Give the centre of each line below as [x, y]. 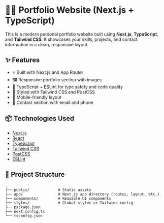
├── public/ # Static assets [48, 190]
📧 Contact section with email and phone [53, 102]
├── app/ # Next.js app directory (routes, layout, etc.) [82, 194]
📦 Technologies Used [40, 118]
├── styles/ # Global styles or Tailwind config [69, 203]
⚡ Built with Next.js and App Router [48, 72]
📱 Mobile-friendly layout [37, 97]
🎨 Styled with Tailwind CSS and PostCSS [53, 92]
